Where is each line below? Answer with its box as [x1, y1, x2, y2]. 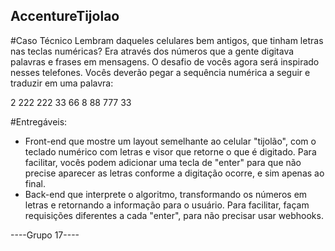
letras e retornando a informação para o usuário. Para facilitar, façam [24, 199, 310, 211]
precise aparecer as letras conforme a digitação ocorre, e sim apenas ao [24, 167, 325, 179]
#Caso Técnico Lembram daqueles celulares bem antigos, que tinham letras [10, 34, 324, 46]
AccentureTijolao [10, 8, 120, 25]
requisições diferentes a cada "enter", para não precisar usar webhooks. [24, 209, 324, 221]
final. [24, 177, 46, 189]
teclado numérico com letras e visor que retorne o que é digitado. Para [24, 145, 317, 158]
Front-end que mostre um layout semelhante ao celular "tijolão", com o [24, 135, 317, 147]
